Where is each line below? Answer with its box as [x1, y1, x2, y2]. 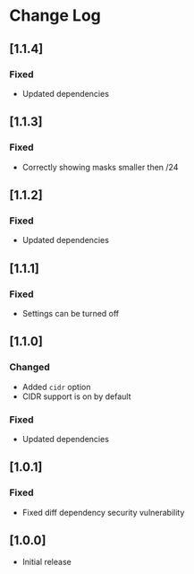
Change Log [9, 5, 101, 26]
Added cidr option [21, 381, 91, 392]
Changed [9, 361, 51, 373]
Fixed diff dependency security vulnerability [21, 507, 185, 517]
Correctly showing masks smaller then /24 [21, 161, 179, 172]
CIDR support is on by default [21, 391, 131, 402]
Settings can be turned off [21, 308, 120, 318]
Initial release [21, 557, 72, 568]
